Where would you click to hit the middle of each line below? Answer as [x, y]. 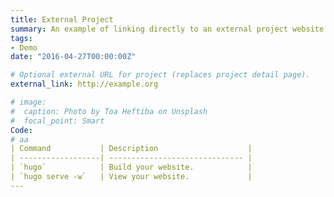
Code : [21, 130]
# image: [28, 102]
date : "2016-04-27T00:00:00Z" [73, 57]
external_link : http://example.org [84, 84]
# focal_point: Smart [57, 121]
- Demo [24, 47]
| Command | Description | [131, 149]
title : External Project [62, 19]
